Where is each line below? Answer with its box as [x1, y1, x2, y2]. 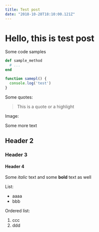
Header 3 [5, 151, 28, 158]
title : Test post [5, 7, 40, 12]
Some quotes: [5, 94, 33, 100]
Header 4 [5, 163, 24, 169]
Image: [5, 113, 19, 119]
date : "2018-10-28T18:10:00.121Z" [5, 12, 76, 17]
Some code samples [5, 49, 46, 55]
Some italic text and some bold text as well [5, 174, 92, 180]
